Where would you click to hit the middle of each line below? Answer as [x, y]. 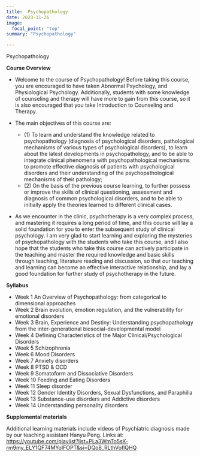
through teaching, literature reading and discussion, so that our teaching [104, 261]
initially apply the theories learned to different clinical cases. [98, 205]
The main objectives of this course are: [63, 123]
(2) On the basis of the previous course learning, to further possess [107, 186]
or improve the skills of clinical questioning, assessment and [98, 192]
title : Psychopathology [37, 12]
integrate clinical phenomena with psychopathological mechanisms [107, 160]
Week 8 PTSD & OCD [41, 367]
